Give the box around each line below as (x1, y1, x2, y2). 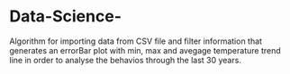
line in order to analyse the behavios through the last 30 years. (9, 54, 241, 65)
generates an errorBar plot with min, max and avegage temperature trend (9, 45, 281, 55)
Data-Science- (9, 6, 122, 27)
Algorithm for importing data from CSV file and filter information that (9, 36, 263, 46)
